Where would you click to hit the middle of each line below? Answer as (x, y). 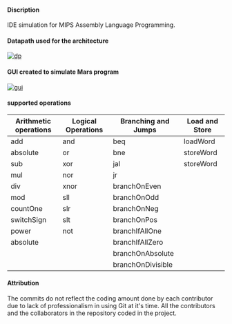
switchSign (29, 219)
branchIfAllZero (138, 242)
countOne (27, 208)
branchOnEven (137, 186)
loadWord (200, 141)
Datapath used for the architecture (58, 41)
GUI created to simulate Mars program (63, 72)
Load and (203, 121)
